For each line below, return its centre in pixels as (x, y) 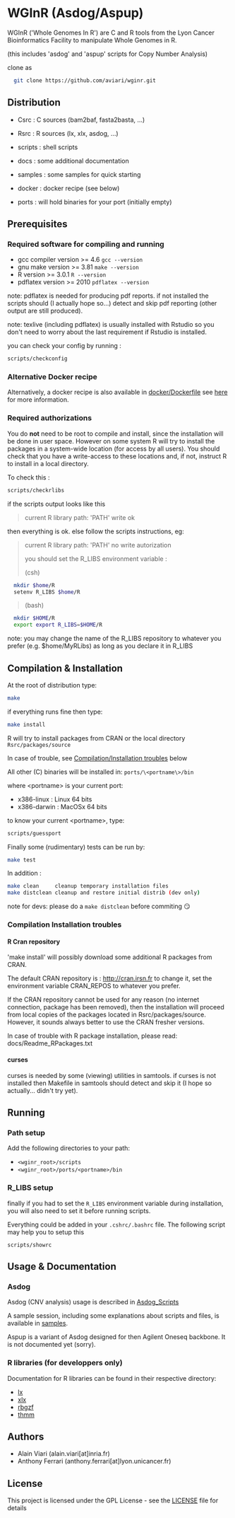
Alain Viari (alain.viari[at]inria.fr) (64, 1454)
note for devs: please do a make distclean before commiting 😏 (99, 906)
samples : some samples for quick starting (79, 174)
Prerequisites (37, 224)
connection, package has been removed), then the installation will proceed (116, 1007)
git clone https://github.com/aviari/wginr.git (85, 80)
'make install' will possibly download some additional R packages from (110, 957)
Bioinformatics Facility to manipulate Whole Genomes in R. (92, 40)
